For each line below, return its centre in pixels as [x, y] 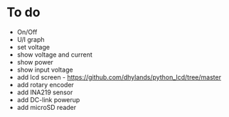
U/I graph [31, 39]
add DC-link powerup [48, 99]
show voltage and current [55, 55]
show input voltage [45, 69]
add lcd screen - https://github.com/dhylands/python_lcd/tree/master [119, 77]
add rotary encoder [45, 84]
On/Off [27, 32]
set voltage [33, 47]
